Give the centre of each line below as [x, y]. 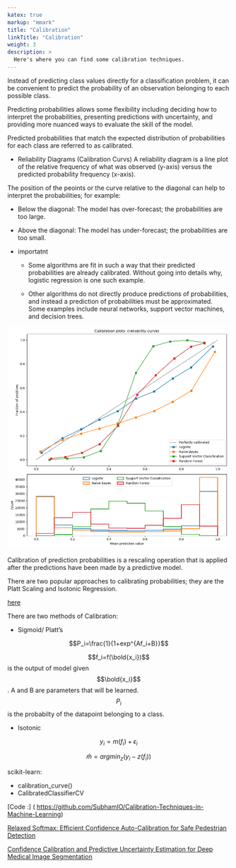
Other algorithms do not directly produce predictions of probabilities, [128, 294]
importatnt [33, 251]
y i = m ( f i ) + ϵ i [119, 742]
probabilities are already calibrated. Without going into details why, [125, 273]
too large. [31, 216]
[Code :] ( [21, 807]
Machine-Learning [34, 814]
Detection [22, 836]
